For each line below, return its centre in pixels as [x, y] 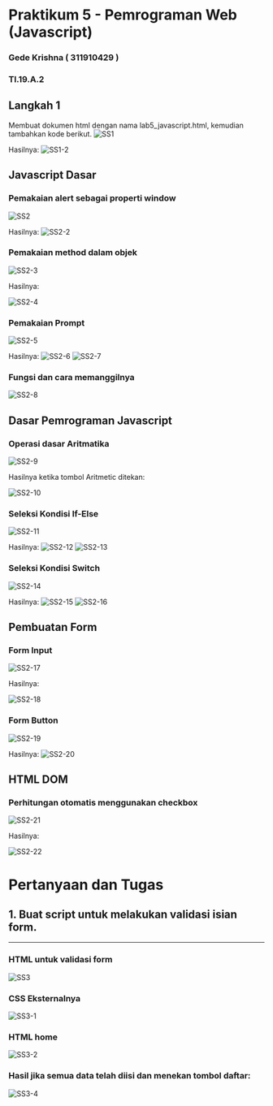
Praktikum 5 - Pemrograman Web [123, 15]
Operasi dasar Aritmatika [59, 443]
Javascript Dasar [52, 175]
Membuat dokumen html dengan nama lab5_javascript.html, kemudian [126, 125]
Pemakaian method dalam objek [73, 253]
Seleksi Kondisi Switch [54, 568]
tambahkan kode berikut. [50, 134]
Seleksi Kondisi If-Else [54, 514]
